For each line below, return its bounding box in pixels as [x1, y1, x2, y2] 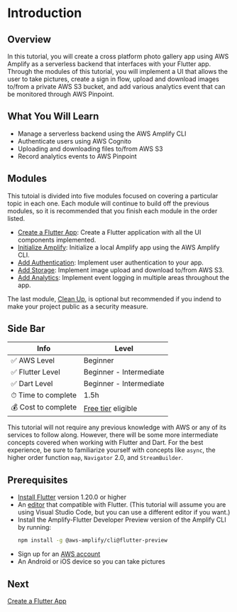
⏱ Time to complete [11, 390, 77, 400]
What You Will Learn [7, 110, 99, 122]
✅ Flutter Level [11, 367, 60, 377]
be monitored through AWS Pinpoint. [7, 90, 115, 98]
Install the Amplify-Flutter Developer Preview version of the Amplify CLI [17, 515, 226, 524]
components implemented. [17, 235, 97, 244]
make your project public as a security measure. [7, 302, 148, 311]
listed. [7, 214, 26, 222]
